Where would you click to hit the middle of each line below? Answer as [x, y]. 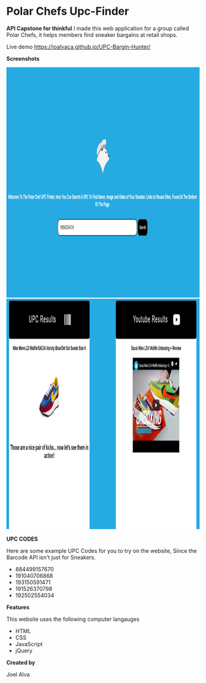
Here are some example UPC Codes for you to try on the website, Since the [102, 550]
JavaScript [29, 644]
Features [18, 607]
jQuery [24, 650]
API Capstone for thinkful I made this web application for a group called [98, 28]
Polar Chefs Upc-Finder [68, 11]
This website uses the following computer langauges [73, 619]
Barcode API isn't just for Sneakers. [51, 557]
